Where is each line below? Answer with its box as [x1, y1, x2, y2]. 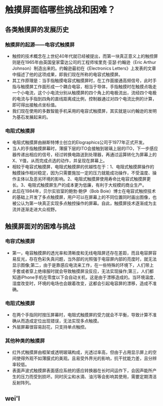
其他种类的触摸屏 [5, 337, 45, 344]
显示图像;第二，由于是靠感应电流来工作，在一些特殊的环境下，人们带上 [12, 262, 154, 268]
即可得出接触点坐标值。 [12, 102, 59, 108]
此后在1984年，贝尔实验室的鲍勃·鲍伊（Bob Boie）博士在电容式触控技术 [12, 188, 156, 194]
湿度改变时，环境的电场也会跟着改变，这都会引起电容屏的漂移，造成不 [12, 280, 153, 286]
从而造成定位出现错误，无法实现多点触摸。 [16, 318, 102, 324]
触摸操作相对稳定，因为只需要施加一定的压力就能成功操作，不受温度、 [12, 170, 153, 176]
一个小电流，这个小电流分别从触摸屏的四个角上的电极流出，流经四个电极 [12, 90, 157, 96]
